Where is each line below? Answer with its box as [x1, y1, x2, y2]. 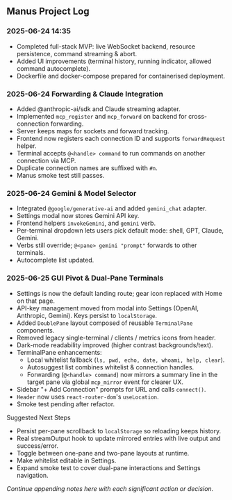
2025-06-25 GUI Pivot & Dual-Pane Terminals [6, 274, 164, 283]
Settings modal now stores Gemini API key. [16, 212, 140, 220]
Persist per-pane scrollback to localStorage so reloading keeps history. [16, 426, 222, 435]
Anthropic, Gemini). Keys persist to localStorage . [16, 311, 158, 319]
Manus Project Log [6, 6, 90, 17]
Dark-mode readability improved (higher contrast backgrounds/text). [16, 340, 213, 349]
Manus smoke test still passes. [16, 171, 105, 179]
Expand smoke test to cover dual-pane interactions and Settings [16, 463, 201, 472]
